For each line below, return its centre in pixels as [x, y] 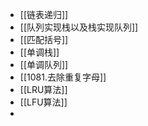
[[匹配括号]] [44, 39]
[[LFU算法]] [43, 102]
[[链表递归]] [44, 14]
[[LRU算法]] [43, 89]
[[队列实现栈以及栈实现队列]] [79, 27]
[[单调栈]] [39, 52]
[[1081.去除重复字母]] [63, 77]
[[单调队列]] [44, 64]
